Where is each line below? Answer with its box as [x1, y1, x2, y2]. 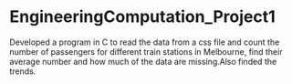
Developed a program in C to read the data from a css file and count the [9, 37, 280, 47]
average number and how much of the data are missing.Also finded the [9, 56, 277, 67]
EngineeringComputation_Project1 [9, 6, 276, 27]
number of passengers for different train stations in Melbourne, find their [9, 46, 283, 57]
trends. [9, 66, 36, 77]
